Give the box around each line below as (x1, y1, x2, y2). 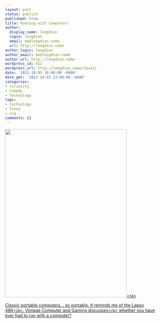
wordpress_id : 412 (5, 61, 42, 66)
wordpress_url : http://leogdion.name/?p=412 (5, 66, 97, 71)
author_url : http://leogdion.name (5, 57, 75, 62)
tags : (5, 98, 16, 102)
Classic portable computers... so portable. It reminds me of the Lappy (5, 302, 144, 308)
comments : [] (5, 115, 32, 120)
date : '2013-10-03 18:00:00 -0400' (5, 70, 77, 75)
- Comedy (5, 88, 23, 93)
